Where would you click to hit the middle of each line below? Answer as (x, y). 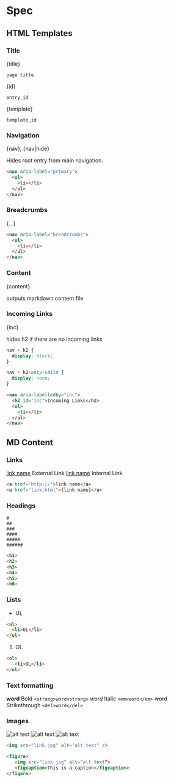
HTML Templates (40, 33)
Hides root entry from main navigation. (55, 161)
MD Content (30, 442)
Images (18, 721)
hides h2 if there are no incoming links (54, 339)
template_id (21, 120)
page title (20, 75)
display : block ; (32, 356)
